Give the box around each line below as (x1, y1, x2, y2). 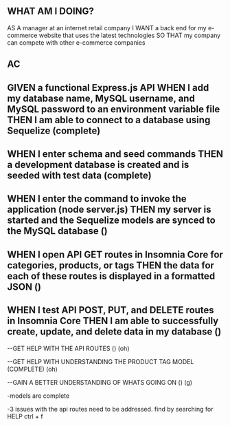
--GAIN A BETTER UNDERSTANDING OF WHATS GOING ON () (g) (7, 378, 193, 386)
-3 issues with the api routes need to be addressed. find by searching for (7, 405, 214, 413)
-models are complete (7, 392, 70, 400)
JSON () (7, 281, 42, 292)
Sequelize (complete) (7, 125, 101, 136)
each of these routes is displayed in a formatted (7, 270, 216, 281)
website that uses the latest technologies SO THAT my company (38, 31, 221, 39)
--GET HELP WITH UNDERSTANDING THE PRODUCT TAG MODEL (7, 357, 194, 365)
